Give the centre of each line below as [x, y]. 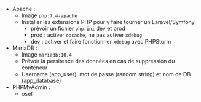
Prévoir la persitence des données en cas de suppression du [98, 61]
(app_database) [41, 80]
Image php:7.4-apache [49, 15]
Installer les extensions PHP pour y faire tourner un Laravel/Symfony [108, 22]
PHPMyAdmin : [31, 87]
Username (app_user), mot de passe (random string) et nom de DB [106, 74]
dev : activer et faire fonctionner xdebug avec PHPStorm [101, 41]
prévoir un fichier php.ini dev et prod [78, 28]
